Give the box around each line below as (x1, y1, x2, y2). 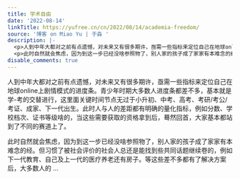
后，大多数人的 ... (7, 163, 59, 172)
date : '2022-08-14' (7, 17, 66, 24)
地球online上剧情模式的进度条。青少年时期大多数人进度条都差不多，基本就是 (7, 86, 232, 95)
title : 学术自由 (7, 10, 51, 18)
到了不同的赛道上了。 (7, 122, 70, 131)
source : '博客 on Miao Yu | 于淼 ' (7, 30, 109, 38)
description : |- (7, 37, 56, 44)
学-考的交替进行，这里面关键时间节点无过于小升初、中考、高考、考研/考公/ (7, 95, 228, 103)
